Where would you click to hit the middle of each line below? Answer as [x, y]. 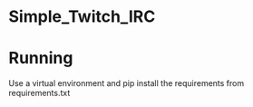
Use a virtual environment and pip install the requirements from [126, 83]
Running [41, 58]
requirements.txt [39, 93]
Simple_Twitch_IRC [82, 17]
